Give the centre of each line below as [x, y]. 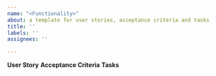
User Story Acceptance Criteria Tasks [63, 65]
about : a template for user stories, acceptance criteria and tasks [108, 20]
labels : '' [23, 33]
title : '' [22, 26]
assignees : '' [28, 39]
